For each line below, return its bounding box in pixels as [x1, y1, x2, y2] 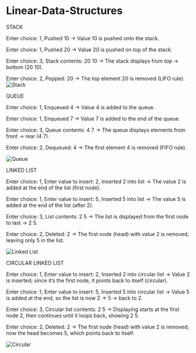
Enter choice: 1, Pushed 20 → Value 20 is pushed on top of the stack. [6, 46, 173, 53]
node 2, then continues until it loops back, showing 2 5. [6, 312, 139, 319]
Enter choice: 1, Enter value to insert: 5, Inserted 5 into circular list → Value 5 [6, 288, 190, 295]
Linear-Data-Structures [6, 4, 123, 18]
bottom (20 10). [6, 63, 43, 71]
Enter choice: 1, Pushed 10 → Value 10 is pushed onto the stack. [6, 34, 160, 41]
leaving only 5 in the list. [6, 237, 64, 244]
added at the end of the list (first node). [6, 184, 101, 191]
